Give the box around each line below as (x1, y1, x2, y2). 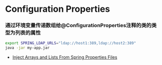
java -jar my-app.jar (5, 45, 50, 50)
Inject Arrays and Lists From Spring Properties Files (12, 54, 117, 60)
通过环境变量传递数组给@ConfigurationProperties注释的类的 (5, 22, 152, 29)
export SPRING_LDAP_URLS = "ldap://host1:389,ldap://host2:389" (5, 41, 136, 46)
